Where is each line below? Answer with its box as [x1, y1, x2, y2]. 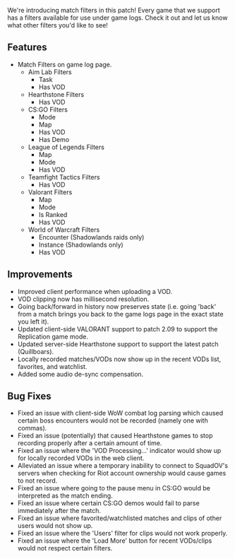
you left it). [17, 317, 49, 326]
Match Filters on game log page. [17, 60, 112, 69]
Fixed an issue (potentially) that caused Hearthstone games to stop [17, 431, 213, 440]
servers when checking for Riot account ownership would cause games [17, 469, 227, 478]
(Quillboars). [17, 347, 54, 355]
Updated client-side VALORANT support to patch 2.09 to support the [17, 324, 218, 333]
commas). [17, 424, 47, 433]
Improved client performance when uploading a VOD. [17, 287, 173, 295]
